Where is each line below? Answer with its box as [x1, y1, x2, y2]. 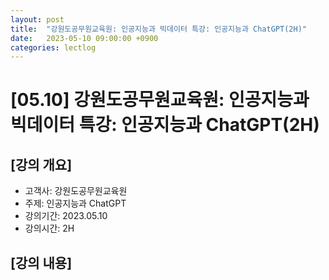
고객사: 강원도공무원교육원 [24, 185, 128, 197]
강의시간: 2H [24, 222, 75, 235]
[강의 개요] [10, 156, 73, 173]
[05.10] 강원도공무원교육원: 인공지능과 [10, 89, 310, 111]
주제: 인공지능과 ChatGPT [24, 197, 127, 210]
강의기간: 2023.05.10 [24, 210, 108, 222]
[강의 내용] [10, 254, 73, 271]
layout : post [10, 14, 65, 25]
